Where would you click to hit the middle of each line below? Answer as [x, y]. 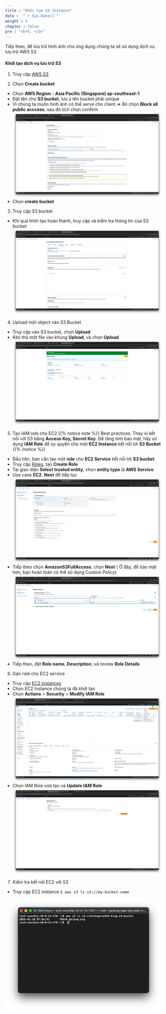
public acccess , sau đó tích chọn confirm [55, 109]
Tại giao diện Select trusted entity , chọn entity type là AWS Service [83, 470]
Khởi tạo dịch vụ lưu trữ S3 [33, 63]
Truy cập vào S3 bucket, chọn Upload [51, 332]
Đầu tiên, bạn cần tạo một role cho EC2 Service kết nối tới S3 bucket [83, 459]
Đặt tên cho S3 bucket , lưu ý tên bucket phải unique [66, 99]
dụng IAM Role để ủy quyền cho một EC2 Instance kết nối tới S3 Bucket [86, 444]
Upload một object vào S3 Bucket [47, 322]
